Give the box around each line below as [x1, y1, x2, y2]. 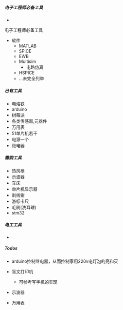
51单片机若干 [11, 130, 37, 136]
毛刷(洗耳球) [11, 204, 37, 210]
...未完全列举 [18, 76, 44, 81]
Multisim [18, 58, 36, 64]
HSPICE [18, 70, 35, 76]
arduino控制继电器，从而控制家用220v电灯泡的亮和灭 [11, 258, 119, 264]
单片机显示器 [11, 186, 37, 192]
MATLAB [18, 43, 37, 49]
